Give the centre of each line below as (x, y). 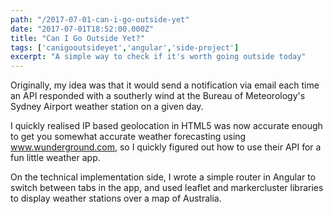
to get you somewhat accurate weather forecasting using (128, 137)
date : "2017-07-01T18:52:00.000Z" (82, 29)
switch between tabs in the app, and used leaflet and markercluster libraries (167, 188)
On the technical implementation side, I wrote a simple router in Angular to (163, 177)
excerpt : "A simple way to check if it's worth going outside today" (158, 57)
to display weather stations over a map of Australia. (116, 198)
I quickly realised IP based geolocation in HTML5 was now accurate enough (166, 126)
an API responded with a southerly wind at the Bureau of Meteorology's (158, 96)
